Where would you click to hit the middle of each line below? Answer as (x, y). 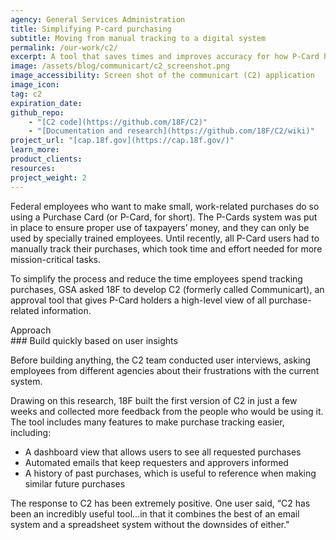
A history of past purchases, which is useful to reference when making (170, 473)
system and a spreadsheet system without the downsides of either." (150, 524)
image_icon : (35, 85)
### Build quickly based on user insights (94, 340)
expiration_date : (46, 103)
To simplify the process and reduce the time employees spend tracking (156, 278)
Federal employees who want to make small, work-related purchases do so (165, 206)
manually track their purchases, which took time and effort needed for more (166, 248)
